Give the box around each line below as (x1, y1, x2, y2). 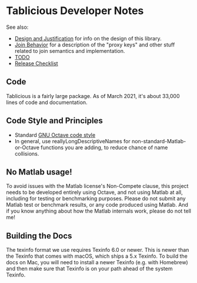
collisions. (14, 150, 39, 157)
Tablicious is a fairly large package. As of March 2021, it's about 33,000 (6, 92, 181, 99)
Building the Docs (6, 231, 72, 241)
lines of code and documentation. (6, 99, 88, 106)
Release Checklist (14, 60, 58, 67)
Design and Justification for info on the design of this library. (14, 35, 162, 42)
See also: (6, 23, 29, 31)
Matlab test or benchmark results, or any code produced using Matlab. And (6, 201, 188, 208)
